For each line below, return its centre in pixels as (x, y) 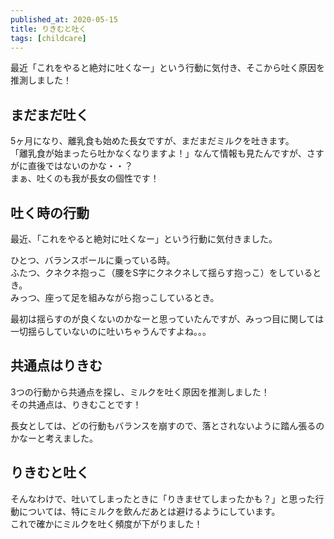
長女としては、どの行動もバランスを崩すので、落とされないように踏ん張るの (167, 425)
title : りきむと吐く (48, 29)
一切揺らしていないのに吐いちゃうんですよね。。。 (111, 331)
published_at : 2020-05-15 (64, 19)
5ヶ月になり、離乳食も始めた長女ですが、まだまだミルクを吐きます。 (152, 141)
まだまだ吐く (50, 114)
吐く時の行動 (50, 212)
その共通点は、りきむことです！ (76, 404)
